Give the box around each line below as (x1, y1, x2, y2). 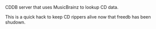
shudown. (5, 19, 26, 25)
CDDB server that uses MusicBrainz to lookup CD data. (5, 4, 118, 10)
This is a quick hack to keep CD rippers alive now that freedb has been (5, 14, 151, 19)
